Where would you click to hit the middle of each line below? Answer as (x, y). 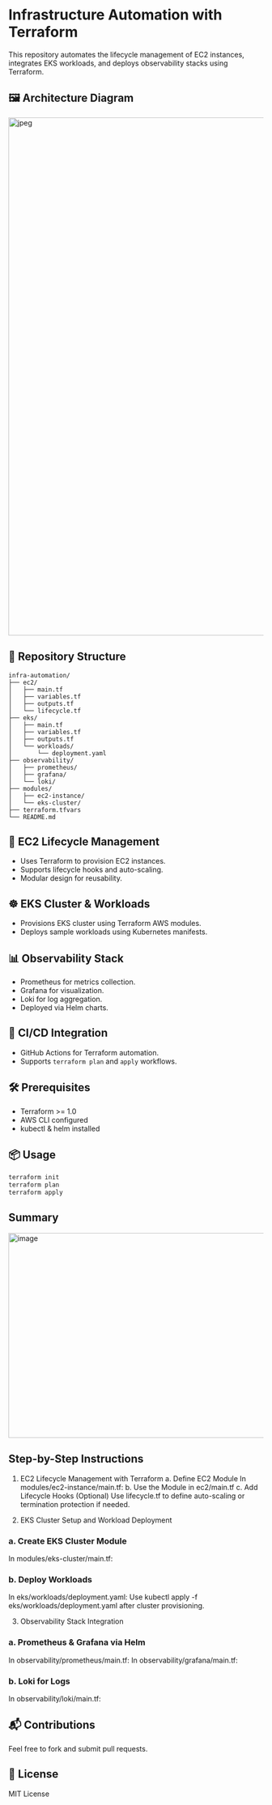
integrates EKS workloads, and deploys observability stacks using (118, 63)
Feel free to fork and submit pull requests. (78, 1748)
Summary (34, 1218)
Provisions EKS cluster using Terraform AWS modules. (110, 924)
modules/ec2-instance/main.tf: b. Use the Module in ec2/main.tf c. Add (139, 1487)
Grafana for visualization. (62, 990)
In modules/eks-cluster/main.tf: (61, 1558)
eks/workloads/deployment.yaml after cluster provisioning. (106, 1606)
